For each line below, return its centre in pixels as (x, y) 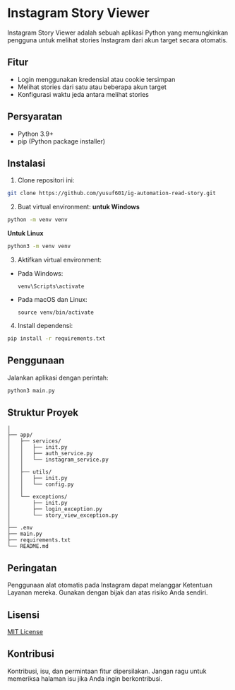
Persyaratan (35, 117)
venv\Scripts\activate (51, 286)
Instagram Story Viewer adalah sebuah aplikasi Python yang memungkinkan (118, 33)
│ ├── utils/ (30, 472)
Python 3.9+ (36, 134)
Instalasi (26, 163)
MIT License (25, 632)
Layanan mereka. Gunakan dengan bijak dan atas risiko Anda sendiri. (108, 592)
